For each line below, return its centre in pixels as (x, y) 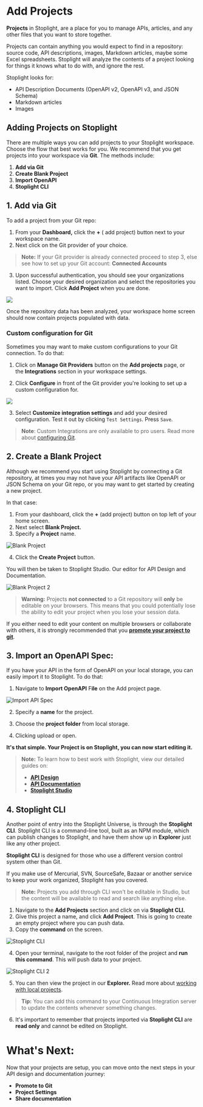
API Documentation (55, 784)
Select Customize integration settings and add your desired (91, 412)
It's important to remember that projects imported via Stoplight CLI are (104, 1019)
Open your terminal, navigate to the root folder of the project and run (101, 953)
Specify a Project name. (45, 533)
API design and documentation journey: (56, 1074)
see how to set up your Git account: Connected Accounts (94, 263)
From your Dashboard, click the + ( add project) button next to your (100, 232)
